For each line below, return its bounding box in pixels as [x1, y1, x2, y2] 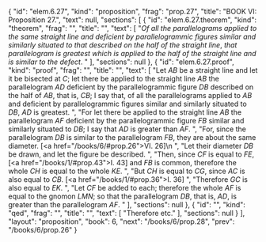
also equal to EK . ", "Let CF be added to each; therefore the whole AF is [8, 183, 241, 192]
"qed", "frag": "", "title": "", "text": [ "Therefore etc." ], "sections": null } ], [8, 209, 245, 217]
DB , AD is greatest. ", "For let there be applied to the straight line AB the [8, 108, 242, 117]
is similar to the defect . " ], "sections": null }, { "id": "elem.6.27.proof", [8, 57, 235, 66]
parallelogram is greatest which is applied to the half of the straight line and [8, 49, 256, 58]
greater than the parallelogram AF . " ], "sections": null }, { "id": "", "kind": [8, 200, 245, 209]
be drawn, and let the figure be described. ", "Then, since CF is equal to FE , [8, 149, 255, 159]
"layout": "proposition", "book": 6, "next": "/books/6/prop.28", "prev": [8, 217, 235, 226]
